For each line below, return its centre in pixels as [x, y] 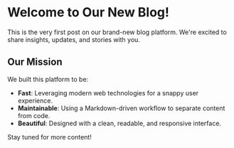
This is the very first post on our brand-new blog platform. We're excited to [117, 32]
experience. [35, 100]
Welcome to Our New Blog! [88, 12]
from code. [34, 115]
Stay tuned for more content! [50, 137]
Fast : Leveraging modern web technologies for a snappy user [108, 92]
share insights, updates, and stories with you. [74, 39]
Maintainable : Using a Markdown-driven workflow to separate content [121, 108]
